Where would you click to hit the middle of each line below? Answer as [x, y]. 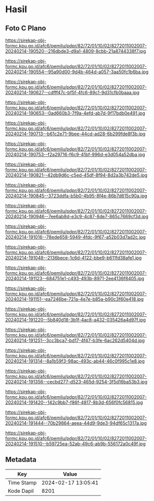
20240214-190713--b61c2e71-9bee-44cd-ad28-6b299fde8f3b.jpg [75, 134]
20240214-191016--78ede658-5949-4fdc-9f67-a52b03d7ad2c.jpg [75, 237]
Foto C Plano [26, 28]
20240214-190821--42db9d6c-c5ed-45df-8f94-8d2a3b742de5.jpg [76, 175]
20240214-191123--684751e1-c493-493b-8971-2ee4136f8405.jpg [75, 278]
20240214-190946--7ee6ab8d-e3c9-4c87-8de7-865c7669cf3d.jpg [77, 216]
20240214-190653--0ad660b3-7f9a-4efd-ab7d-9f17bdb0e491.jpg [75, 113]
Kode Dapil [21, 491]
